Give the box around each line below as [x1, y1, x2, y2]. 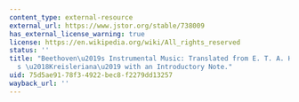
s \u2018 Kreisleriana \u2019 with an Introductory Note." [17, 63, 233, 72]
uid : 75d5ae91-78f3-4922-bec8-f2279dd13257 [9, 71, 174, 80]
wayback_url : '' [9, 79, 69, 88]
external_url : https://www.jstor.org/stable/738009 [9, 21, 205, 30]
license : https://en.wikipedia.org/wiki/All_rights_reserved [9, 37, 241, 47]
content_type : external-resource [9, 12, 133, 22]
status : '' [9, 46, 50, 55]
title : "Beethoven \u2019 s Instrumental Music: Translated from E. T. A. [9, 54, 285, 63]
